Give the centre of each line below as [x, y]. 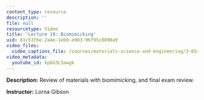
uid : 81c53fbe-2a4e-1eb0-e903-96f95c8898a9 [62, 40]
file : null [20, 23]
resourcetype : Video [32, 29]
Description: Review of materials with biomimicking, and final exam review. [100, 80]
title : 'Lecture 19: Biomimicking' [51, 35]
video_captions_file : [39, 52]
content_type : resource [36, 12]
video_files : [23, 46]
